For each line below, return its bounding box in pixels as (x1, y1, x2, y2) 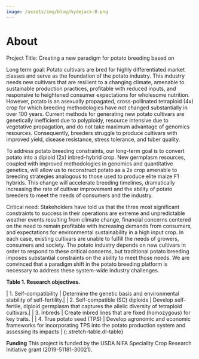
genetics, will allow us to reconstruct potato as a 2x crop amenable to (6, 166, 177, 173)
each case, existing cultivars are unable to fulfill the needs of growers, (6, 235, 179, 242)
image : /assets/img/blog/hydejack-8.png (6, 8, 109, 15)
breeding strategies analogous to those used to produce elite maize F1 (6, 173, 179, 180)
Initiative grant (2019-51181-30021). (6, 346, 93, 353)
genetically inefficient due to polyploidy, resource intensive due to (6, 116, 169, 124)
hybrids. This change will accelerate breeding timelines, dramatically (6, 179, 175, 186)
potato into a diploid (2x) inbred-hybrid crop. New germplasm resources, (6, 154, 186, 161)
